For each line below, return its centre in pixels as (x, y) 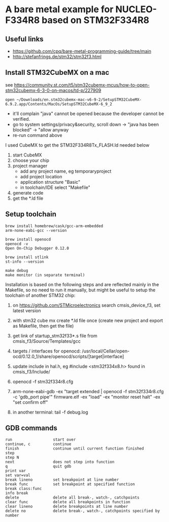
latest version (27, 310)
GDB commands (31, 428)
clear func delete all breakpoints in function (68, 502)
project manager (30, 166)
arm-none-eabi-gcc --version (36, 230)
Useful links (25, 39)
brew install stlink (27, 257)
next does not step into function (60, 462)
